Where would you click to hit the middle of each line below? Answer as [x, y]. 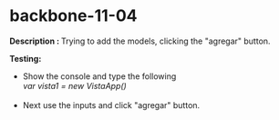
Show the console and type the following [99, 76]
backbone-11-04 [73, 16]
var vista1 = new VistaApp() [75, 85]
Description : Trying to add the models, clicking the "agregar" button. [140, 41]
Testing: [26, 58]
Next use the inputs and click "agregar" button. [111, 105]
